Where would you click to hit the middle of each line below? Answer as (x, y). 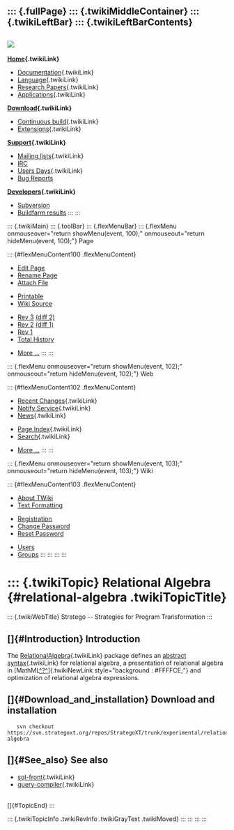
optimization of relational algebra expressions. (73, 677)
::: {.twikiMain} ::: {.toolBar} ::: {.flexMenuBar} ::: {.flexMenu (92, 226)
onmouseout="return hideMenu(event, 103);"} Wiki (80, 471)
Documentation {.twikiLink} (55, 72)
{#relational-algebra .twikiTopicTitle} (117, 598)
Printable (30, 296)
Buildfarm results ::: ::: (49, 213)
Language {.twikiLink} (48, 80)
